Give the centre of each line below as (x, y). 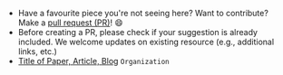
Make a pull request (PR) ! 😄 (70, 23)
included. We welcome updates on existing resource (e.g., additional (146, 42)
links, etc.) (37, 52)
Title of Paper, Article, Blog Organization (93, 61)
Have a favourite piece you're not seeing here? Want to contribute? (143, 13)
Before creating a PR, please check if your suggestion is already (138, 32)
